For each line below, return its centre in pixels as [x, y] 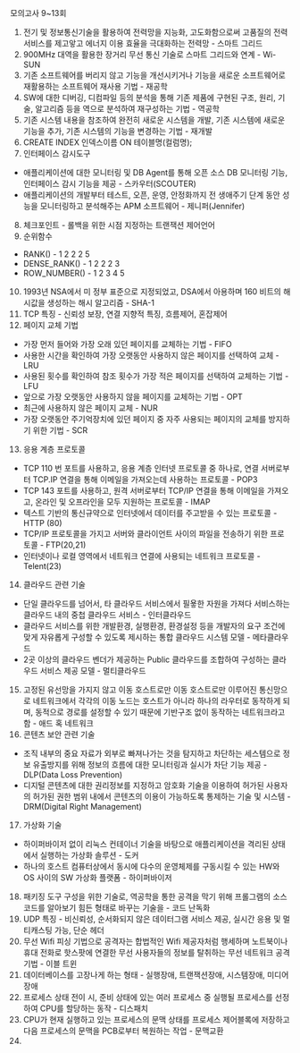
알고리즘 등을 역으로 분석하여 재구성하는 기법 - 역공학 [127, 109]
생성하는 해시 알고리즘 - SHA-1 [101, 303]
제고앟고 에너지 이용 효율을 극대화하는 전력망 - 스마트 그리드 [158, 43]
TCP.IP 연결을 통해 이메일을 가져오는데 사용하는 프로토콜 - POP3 [145, 480]
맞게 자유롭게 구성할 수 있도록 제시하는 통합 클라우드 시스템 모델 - [137, 637]
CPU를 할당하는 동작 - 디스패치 [94, 1008]
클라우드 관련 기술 [54, 585]
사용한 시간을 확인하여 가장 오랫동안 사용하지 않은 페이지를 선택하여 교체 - [151, 355]
